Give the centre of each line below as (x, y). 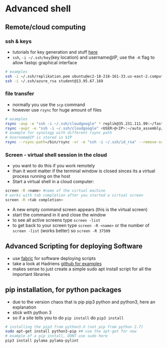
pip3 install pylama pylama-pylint (42, 341)
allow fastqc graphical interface (45, 62)
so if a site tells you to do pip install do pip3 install (68, 318)
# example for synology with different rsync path (59, 133)
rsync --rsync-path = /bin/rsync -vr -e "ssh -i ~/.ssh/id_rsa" (71, 142)
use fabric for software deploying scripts (54, 258)
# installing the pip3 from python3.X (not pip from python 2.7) (74, 327)
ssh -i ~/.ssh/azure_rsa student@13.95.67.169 (54, 81)
